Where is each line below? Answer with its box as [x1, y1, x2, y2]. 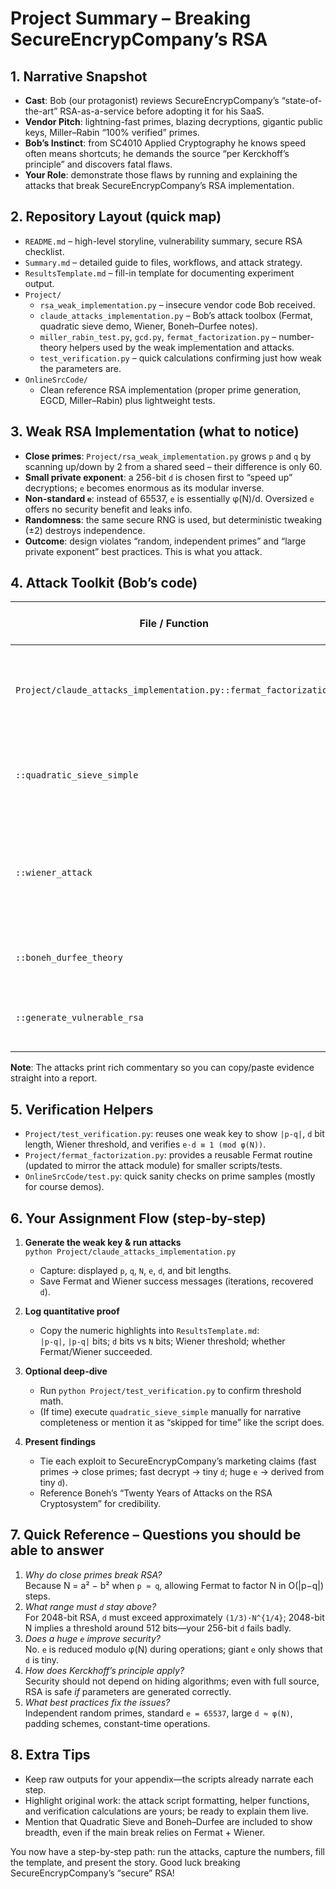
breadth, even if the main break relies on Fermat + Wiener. [24, 1826, 266, 1838]
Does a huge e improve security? [24, 1632, 161, 1644]
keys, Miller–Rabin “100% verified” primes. [24, 127, 200, 138]
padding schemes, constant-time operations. [24, 1717, 211, 1729]
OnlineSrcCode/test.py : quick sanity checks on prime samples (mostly [24, 1170, 316, 1182]
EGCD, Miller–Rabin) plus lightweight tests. [39, 394, 216, 406]
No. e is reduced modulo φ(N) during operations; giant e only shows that [24, 1643, 323, 1655]
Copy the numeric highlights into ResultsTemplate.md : [39, 1325, 260, 1337]
